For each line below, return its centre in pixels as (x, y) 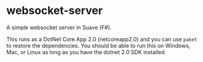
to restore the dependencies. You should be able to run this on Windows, (98, 46)
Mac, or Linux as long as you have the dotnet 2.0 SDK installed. (86, 52)
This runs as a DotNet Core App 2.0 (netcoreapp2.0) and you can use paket (102, 39)
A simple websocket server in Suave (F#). (59, 27)
